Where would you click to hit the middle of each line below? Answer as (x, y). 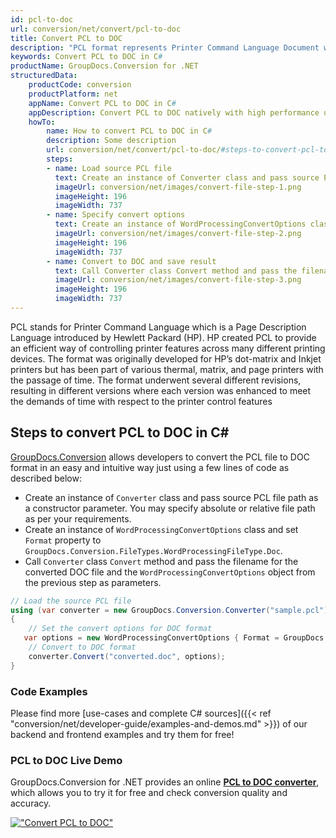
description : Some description (111, 141)
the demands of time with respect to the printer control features (141, 401)
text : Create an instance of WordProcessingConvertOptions (180, 224)
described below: (46, 478)
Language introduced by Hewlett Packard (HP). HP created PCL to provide (163, 337)
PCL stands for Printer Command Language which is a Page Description (158, 327)
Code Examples (49, 691)
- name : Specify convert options (116, 215)
